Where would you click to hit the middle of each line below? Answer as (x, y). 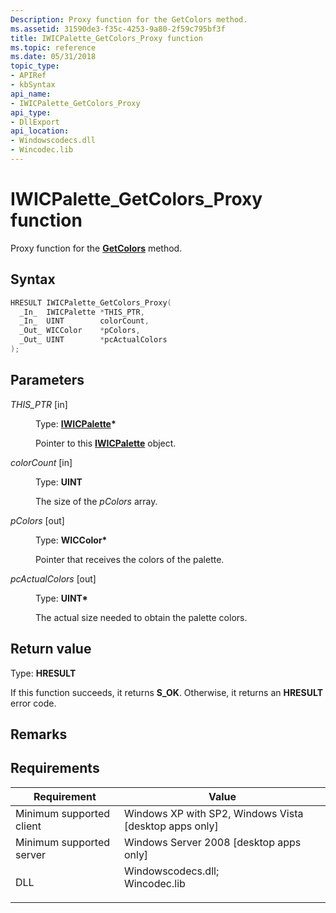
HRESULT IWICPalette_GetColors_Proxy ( (91, 302)
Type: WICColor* (71, 540)
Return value (51, 649)
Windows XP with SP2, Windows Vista (213, 813)
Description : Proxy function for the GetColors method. (129, 19)
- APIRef (28, 76)
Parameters (47, 380)
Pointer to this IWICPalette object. (106, 443)
